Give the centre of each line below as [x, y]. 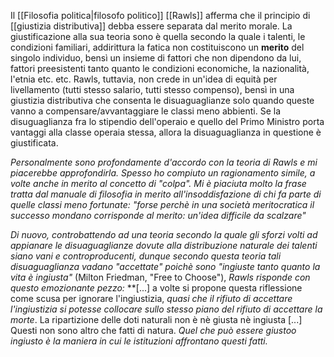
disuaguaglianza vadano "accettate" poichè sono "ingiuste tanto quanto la [165, 266]
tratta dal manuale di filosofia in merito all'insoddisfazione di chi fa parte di [166, 194]
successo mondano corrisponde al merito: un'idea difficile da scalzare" [158, 215]
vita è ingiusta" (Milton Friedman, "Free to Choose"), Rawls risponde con [160, 277]
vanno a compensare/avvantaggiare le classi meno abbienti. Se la [146, 111]
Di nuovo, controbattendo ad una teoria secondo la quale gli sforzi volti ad [164, 234]
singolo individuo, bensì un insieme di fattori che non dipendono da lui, [156, 58]
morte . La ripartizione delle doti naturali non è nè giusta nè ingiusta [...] [156, 319]
